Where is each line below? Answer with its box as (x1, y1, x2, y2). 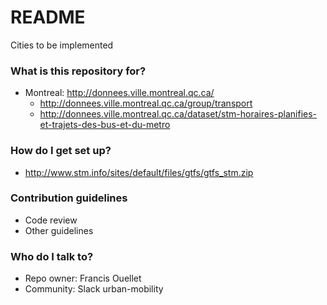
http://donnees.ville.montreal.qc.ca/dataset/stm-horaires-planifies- (39, 108, 318, 120)
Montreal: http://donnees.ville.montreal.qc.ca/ (24, 87, 215, 99)
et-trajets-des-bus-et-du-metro (39, 119, 171, 131)
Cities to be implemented (10, 39, 114, 51)
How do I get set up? (10, 144, 112, 158)
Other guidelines (24, 224, 94, 236)
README (10, 6, 86, 29)
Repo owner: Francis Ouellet (24, 272, 142, 285)
